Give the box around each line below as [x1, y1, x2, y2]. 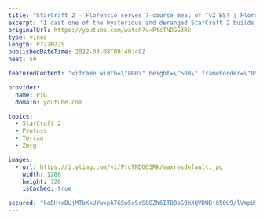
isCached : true [22, 185, 72, 193]
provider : [8, 83, 41, 91]
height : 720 [22, 177, 61, 185]
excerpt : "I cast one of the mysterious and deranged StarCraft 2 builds [8, 19, 255, 27]
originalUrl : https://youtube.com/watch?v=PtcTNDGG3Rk [8, 26, 192, 34]
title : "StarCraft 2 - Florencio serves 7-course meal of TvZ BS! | [8, 11, 237, 20]
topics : [8, 112, 34, 120]
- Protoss [15, 127, 47, 135]
